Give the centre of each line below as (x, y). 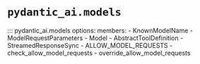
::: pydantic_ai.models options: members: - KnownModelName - (100, 30)
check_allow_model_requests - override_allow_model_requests (99, 53)
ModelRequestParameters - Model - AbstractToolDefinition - (95, 38)
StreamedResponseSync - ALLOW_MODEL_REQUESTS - (90, 45)
